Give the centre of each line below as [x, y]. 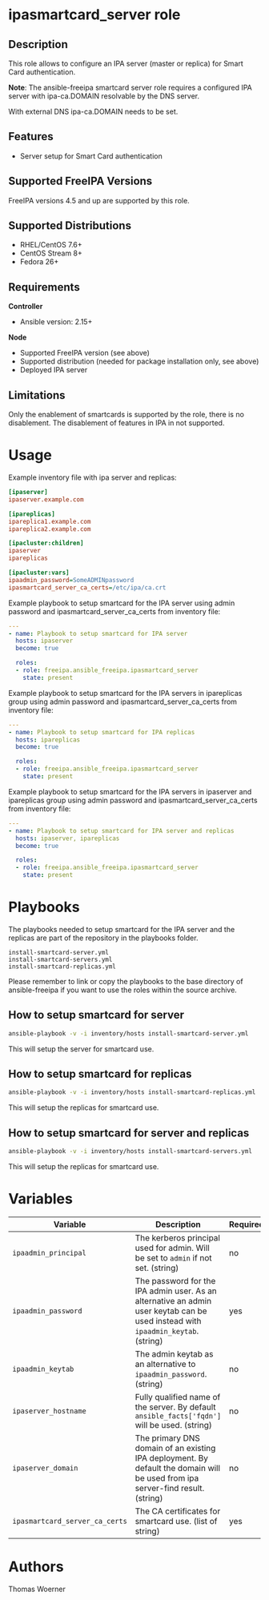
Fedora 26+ [39, 262]
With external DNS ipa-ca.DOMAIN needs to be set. [93, 111]
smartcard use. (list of [176, 1521]
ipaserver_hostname [49, 1411]
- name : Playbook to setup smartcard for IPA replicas [102, 732]
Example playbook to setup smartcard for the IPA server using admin [122, 603]
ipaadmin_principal [49, 1252]
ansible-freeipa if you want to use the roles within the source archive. [123, 990]
